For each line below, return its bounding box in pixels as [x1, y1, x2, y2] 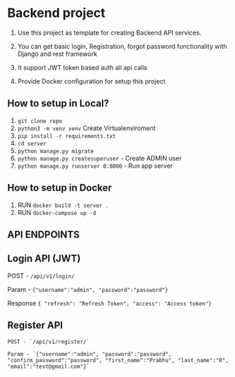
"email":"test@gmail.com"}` [7, 363, 90, 370]
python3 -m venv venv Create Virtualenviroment [17, 124, 156, 132]
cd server [17, 140, 47, 147]
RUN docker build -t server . [17, 200, 109, 209]
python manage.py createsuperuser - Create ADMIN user [17, 153, 182, 162]
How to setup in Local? [7, 98, 109, 110]
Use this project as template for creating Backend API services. [17, 28, 202, 37]
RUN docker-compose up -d [17, 208, 97, 216]
